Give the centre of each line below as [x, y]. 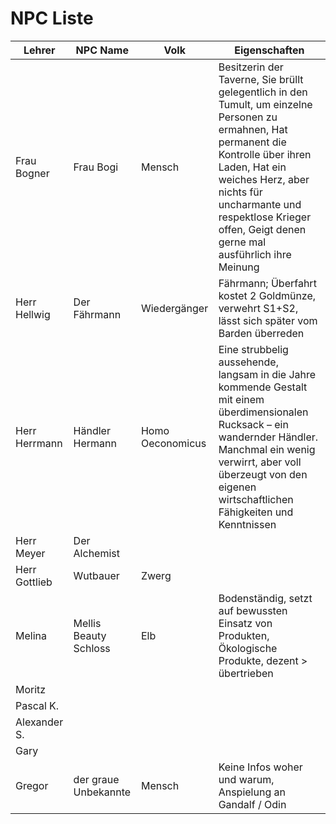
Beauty [90, 635]
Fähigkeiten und [256, 512]
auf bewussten [253, 610]
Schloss [92, 648]
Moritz [31, 689]
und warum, [246, 779]
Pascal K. [37, 705]
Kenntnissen [247, 524]
